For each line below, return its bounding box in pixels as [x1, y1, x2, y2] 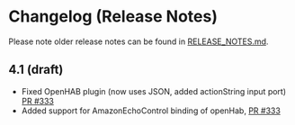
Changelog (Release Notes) [8, 6, 218, 27]
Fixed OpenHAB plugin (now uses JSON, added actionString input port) [21, 85, 287, 96]
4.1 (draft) [8, 62, 64, 77]
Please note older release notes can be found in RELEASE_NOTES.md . [8, 36, 269, 47]
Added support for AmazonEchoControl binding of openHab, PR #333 [21, 105, 281, 116]
